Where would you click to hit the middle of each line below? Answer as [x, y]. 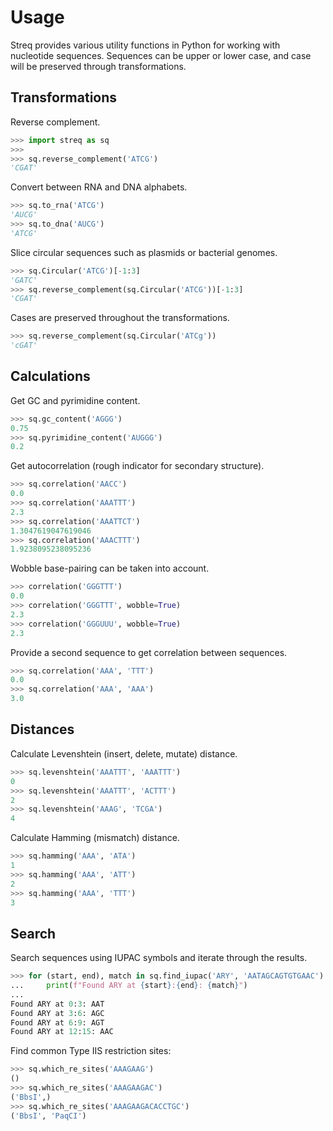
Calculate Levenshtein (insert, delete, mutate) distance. [124, 753]
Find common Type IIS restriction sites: [91, 1051]
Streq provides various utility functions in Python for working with [145, 45]
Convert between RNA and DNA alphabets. [99, 187]
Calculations [50, 376]
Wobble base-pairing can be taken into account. [110, 568]
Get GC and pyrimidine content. [75, 400]
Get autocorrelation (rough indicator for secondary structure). [137, 466]
